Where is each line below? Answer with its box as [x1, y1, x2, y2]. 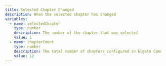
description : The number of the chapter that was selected [14, 30, 138, 35]
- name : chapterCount [9, 40, 54, 45]
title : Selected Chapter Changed [5, 7, 74, 12]
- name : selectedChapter [9, 21, 61, 26]
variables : [5, 16, 28, 21]
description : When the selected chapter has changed [5, 12, 116, 17]
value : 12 [14, 53, 35, 59]
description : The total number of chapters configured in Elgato [14, 49, 152, 54]
